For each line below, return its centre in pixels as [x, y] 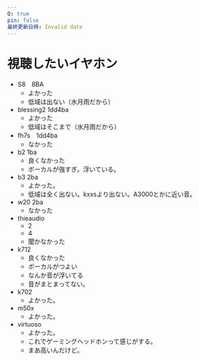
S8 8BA [30, 84]
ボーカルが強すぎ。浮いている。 [74, 170]
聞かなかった [46, 242]
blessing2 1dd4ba [43, 110]
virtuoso [29, 325]
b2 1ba [27, 152]
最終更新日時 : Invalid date [45, 27]
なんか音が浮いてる [56, 275]
